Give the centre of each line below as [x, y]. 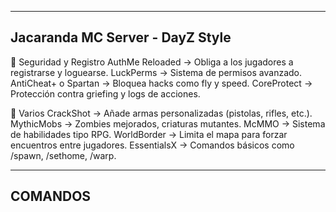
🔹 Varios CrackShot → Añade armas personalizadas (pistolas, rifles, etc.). [161, 113]
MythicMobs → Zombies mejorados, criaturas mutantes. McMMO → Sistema [168, 123]
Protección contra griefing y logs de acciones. [105, 93]
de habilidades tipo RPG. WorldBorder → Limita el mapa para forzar [149, 134]
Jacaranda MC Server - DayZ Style [121, 37]
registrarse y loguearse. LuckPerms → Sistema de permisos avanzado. [156, 72]
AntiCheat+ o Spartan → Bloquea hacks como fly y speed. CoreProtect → [161, 83]
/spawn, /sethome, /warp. [63, 155]
